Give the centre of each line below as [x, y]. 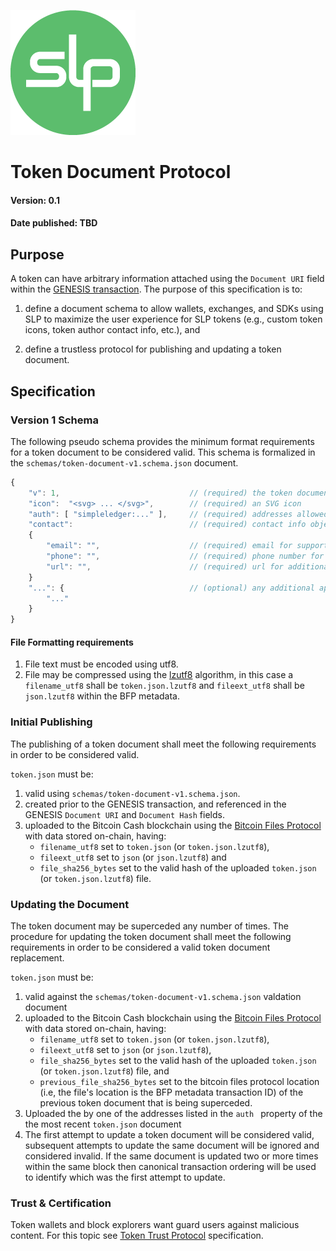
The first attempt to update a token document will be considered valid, [169, 1134]
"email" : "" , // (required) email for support [187, 546]
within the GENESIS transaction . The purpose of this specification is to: [156, 289]
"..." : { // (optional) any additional [171, 588]
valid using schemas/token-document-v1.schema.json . [132, 793]
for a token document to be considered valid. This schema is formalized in [163, 452]
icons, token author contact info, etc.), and [112, 330]
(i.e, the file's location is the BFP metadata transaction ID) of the [171, 1092]
